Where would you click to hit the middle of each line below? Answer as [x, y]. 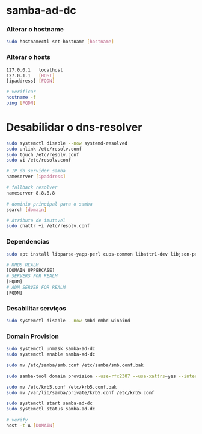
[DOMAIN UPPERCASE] [31, 271]
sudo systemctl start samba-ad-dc [50, 404]
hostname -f [21, 98]
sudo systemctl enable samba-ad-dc [51, 354]
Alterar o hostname [35, 30]
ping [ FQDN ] [21, 103]
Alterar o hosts [29, 57]
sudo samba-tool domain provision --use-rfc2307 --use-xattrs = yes [91, 376]
